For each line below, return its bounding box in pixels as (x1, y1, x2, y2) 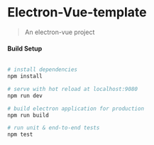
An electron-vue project (24, 28, 95, 36)
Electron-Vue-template (7, 4, 147, 21)
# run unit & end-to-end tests (7, 124, 100, 131)
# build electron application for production (7, 104, 144, 112)
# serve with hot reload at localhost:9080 (7, 85, 138, 92)
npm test (7, 131, 33, 139)
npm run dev (7, 92, 43, 100)
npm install (7, 72, 43, 80)
